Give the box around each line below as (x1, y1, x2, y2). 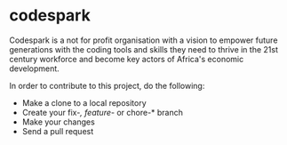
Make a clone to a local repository (21, 97, 147, 108)
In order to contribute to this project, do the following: (9, 80, 205, 91)
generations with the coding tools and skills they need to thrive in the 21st (9, 44, 278, 54)
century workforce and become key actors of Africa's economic (9, 53, 244, 64)
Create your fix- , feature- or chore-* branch (21, 107, 184, 117)
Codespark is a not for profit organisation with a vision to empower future (9, 35, 278, 45)
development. (9, 63, 60, 74)
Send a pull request (21, 125, 94, 136)
